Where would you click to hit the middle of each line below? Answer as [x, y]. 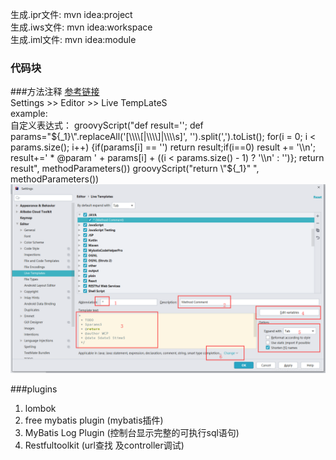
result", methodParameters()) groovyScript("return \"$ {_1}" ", [135, 169]
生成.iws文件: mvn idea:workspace [81, 27]
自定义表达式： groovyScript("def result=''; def [107, 125]
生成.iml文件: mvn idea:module [73, 39]
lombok [40, 408]
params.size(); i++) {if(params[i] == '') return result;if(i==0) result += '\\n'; [163, 147]
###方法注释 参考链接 [55, 92]
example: [29, 114]
